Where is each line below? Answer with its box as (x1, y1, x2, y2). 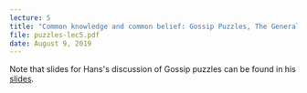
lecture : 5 (9, 13, 51, 23)
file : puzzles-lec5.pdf (9, 30, 101, 39)
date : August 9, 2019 (9, 38, 92, 48)
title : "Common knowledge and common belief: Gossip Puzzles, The (9, 22, 268, 31)
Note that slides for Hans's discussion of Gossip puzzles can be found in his (9, 64, 297, 75)
